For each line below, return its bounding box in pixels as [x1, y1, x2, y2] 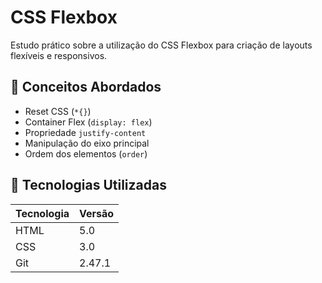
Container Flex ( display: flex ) [24, 116, 153, 128]
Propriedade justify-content [24, 126, 147, 138]
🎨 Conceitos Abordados [10, 79, 162, 96]
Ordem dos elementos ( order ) [24, 147, 148, 160]
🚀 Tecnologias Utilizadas [10, 177, 167, 194]
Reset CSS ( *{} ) [24, 105, 92, 117]
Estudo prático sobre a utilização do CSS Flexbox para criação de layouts [10, 39, 313, 51]
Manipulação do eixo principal [24, 137, 150, 149]
